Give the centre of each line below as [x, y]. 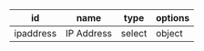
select [134, 33]
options [173, 18]
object [170, 33]
